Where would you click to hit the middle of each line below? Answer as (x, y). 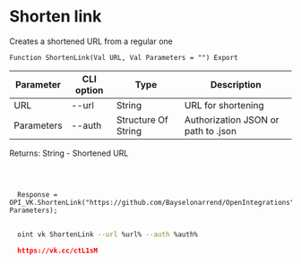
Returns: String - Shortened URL (69, 153)
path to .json (211, 131)
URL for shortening (224, 105)
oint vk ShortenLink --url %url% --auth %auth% (108, 234)
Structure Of (142, 120)
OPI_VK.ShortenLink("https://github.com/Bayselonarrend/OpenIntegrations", (154, 202)
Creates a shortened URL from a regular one (91, 41)
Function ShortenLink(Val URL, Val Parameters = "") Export (124, 57)
